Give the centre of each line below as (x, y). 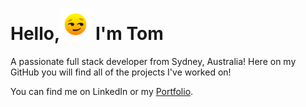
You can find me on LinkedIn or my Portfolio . (102, 91)
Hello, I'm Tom (87, 34)
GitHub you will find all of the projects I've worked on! (121, 72)
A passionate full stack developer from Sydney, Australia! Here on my (153, 61)
